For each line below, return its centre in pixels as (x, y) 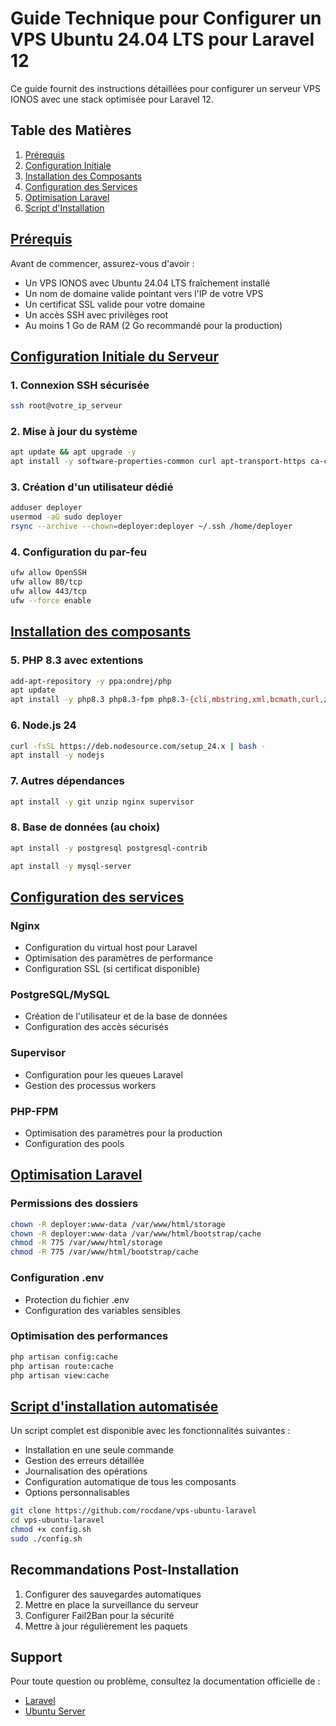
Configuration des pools (74, 1144)
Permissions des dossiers (74, 1204)
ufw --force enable (51, 601)
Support (36, 1657)
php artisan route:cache (62, 1366)
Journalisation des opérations (86, 1471)
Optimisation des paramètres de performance (118, 958)
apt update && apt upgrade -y (73, 452)
